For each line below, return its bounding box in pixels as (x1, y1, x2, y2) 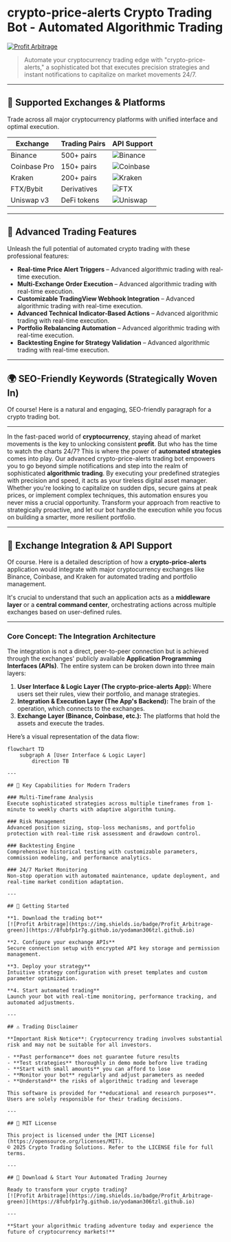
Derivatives (60, 184, 98, 194)
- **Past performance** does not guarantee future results (7, 1054, 180, 1061)
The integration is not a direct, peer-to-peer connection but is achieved (7, 647, 209, 656)
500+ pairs (60, 150, 98, 160)
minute (7, 806, 26, 813)
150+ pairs (60, 161, 98, 171)
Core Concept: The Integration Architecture (7, 632, 156, 641)
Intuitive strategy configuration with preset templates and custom (7, 969, 208, 976)
